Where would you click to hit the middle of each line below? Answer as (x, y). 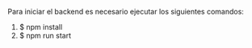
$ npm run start (45, 36)
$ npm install (41, 27)
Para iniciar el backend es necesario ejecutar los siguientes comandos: (126, 12)
